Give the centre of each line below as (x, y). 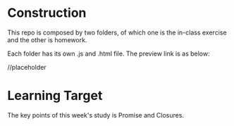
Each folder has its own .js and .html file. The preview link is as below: (109, 53)
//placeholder (27, 67)
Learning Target (55, 96)
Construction (47, 13)
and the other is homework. (47, 39)
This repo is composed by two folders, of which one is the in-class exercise (117, 32)
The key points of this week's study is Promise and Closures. (96, 115)
